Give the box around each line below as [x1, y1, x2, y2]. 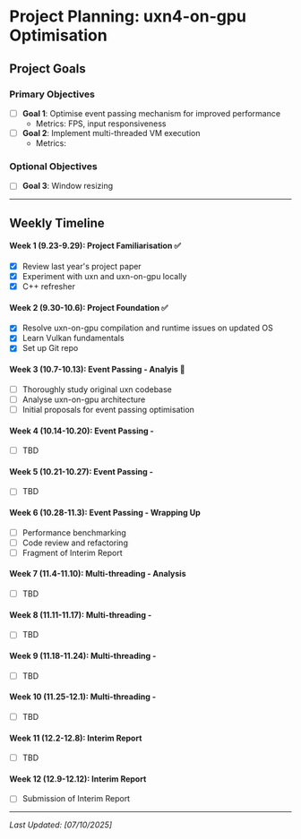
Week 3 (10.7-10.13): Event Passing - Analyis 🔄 [9, 364, 185, 375]
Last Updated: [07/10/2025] [9, 819, 113, 830]
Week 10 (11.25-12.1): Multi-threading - [9, 691, 157, 702]
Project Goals [9, 61, 87, 76]
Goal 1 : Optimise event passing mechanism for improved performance [21, 107, 280, 118]
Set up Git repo [21, 343, 79, 354]
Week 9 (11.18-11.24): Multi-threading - [9, 650, 157, 661]
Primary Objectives [9, 88, 96, 100]
